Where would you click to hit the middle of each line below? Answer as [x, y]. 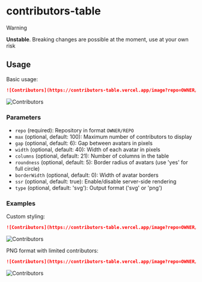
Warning [17, 28]
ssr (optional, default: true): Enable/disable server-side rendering [96, 181]
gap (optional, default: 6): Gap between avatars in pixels [84, 143]
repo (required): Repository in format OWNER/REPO [74, 130]
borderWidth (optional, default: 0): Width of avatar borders [87, 175]
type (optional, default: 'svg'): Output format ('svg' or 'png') [88, 188]
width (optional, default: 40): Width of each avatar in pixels [87, 149]
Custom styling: [26, 216]
